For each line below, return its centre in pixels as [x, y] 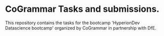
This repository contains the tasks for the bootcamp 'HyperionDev [72, 23]
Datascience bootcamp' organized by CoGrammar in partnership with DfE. [81, 28]
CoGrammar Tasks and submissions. [82, 9]
